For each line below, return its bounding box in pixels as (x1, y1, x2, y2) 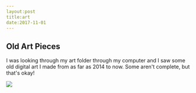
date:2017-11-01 (6, 19, 46, 25)
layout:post (6, 8, 36, 15)
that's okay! (6, 69, 35, 77)
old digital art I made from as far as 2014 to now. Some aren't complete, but (6, 63, 190, 71)
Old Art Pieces (6, 41, 60, 51)
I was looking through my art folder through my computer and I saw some (6, 57, 185, 64)
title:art (6, 14, 31, 20)
